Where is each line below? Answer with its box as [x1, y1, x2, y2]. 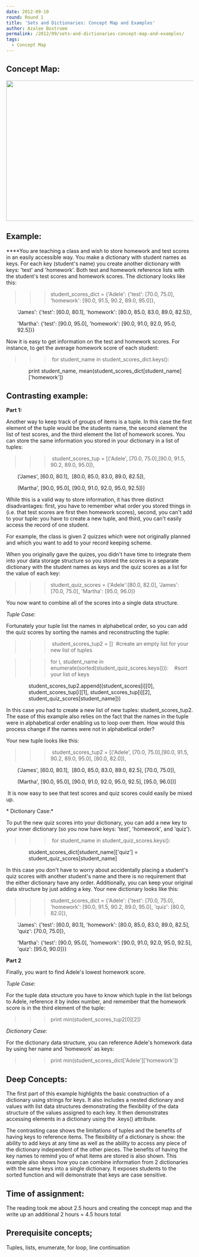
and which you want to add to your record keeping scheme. [6, 539, 153, 546]
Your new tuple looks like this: [6, 737, 79, 744]
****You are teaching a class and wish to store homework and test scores [6, 247, 189, 254]
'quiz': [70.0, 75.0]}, [17, 928, 65, 935]
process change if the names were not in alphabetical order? [6, 726, 155, 733]
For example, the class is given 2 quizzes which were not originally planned [6, 533, 191, 540]
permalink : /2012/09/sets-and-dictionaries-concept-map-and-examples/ [6, 31, 185, 37]
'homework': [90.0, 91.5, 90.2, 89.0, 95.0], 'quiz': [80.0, [50, 903, 185, 911]
